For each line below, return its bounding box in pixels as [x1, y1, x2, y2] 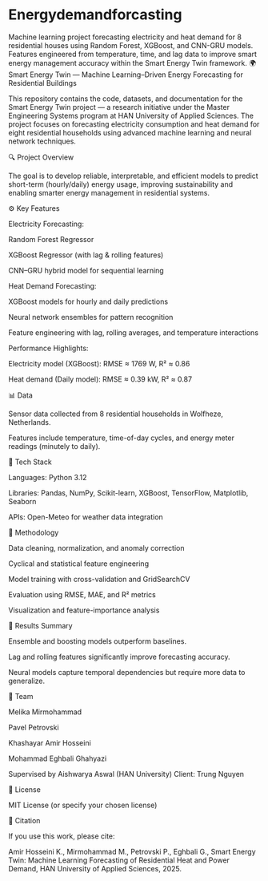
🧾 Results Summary [8, 620, 74, 630]
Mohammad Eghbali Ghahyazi [8, 754, 107, 763]
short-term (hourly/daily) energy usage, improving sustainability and [8, 179, 234, 189]
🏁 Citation [8, 815, 41, 825]
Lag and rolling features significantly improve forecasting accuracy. [8, 652, 230, 661]
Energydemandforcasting [8, 6, 182, 24]
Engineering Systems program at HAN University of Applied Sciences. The [8, 111, 254, 120]
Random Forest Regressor [8, 234, 94, 244]
